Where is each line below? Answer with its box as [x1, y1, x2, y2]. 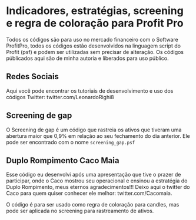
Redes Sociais [6, 72, 59, 82]
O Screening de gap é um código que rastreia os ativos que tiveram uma [6, 126, 182, 133]
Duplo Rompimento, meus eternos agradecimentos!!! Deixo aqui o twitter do [6, 184, 190, 191]
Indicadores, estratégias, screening [6, 4, 184, 18]
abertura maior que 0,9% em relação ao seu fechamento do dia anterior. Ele [6, 132, 190, 139]
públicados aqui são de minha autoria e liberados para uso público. [6, 55, 169, 62]
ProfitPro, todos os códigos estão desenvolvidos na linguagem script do [6, 42, 181, 49]
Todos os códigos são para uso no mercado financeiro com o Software [6, 36, 178, 43]
